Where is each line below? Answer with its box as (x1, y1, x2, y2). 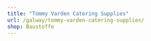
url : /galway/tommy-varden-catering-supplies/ (7, 17, 145, 24)
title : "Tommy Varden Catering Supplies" (7, 10, 129, 17)
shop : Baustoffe (7, 23, 54, 30)
